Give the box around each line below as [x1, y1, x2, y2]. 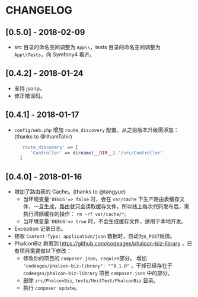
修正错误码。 [14, 92, 46, 99]
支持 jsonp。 [14, 85, 45, 92]
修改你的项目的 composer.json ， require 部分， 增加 [23, 255, 147, 262]
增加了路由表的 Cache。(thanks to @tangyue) [14, 188, 126, 195]
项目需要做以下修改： [19, 247, 72, 254]
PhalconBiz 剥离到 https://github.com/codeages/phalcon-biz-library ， [14, 240, 187, 247]
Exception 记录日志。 [14, 225, 66, 233]
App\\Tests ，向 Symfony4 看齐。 [14, 51, 95, 58]
